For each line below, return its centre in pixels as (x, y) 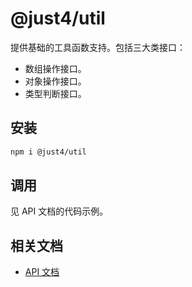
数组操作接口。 (55, 68)
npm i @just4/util (48, 152)
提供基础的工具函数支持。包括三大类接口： (98, 47)
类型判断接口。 (55, 93)
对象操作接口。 (55, 81)
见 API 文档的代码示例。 (59, 211)
